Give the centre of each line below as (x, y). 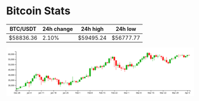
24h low (126, 29)
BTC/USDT (23, 29)
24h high (92, 29)
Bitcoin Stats (38, 11)
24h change (58, 29)
